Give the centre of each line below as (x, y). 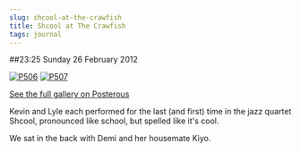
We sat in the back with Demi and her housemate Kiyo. (110, 139)
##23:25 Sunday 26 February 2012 (74, 60)
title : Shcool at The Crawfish (68, 26)
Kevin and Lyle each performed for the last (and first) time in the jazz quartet (150, 112)
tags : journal (36, 34)
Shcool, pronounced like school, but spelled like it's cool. (114, 121)
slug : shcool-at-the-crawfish (66, 17)
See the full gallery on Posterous (69, 94)
